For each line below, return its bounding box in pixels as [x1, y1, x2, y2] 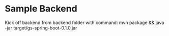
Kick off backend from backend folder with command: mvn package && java [5, 19, 164, 25]
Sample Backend [5, 3, 77, 14]
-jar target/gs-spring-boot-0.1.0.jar [5, 24, 77, 30]
